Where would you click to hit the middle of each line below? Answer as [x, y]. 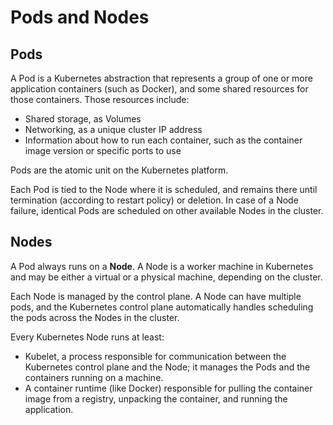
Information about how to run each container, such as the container [163, 140]
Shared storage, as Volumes [83, 119]
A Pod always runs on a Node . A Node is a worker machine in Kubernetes [162, 266]
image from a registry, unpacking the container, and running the [156, 398]
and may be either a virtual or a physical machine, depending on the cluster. [166, 277]
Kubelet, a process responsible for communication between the [155, 356]
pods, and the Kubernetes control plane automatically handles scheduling [162, 307]
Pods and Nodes [80, 17]
